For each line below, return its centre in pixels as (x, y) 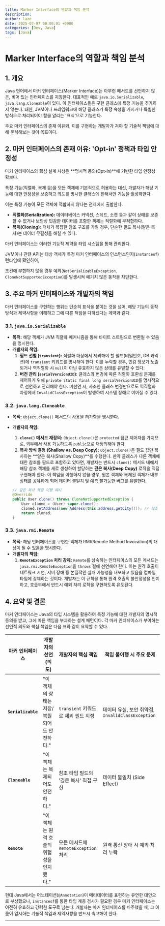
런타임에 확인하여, (22, 260)
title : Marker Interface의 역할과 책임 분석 (47, 10)
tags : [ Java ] (18, 32)
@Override (22, 495)
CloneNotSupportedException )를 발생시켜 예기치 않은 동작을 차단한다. (72, 277)
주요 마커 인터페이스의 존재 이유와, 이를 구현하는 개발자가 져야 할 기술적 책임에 (80, 126)
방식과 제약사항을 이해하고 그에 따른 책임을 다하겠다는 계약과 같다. (68, 312)
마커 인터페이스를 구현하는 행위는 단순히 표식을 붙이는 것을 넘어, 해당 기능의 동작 (82, 307)
